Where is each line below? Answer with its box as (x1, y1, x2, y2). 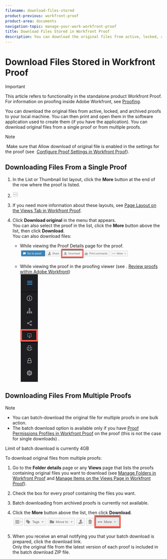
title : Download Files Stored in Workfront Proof (5, 29, 110, 34)
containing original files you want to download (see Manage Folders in (12, 470, 157, 476)
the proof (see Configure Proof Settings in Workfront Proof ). (5, 149, 130, 155)
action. (12, 419, 27, 426)
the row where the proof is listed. (12, 182, 81, 187)
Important (5, 83, 25, 89)
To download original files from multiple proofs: (5, 455, 102, 461)
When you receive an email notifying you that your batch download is (12, 533, 155, 539)
